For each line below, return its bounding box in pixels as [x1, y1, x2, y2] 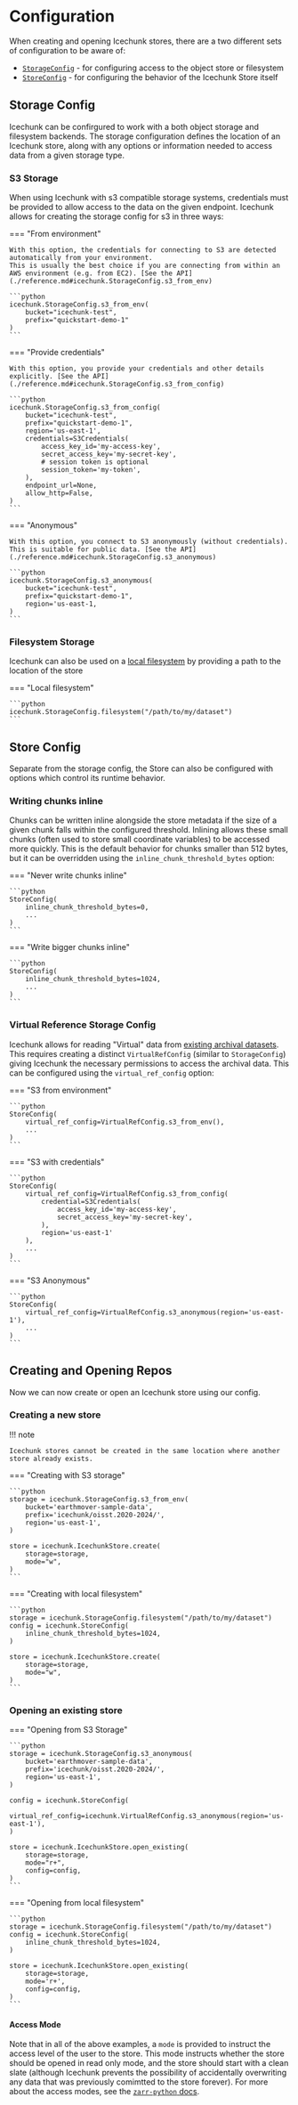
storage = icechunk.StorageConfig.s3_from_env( [9, 1494, 189, 1504]
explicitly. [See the [9, 372, 90, 381]
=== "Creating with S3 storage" [9, 1469, 126, 1480]
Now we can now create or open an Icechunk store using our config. [9, 1386, 261, 1397]
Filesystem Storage [9, 635, 95, 647]
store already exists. [9, 1454, 93, 1463]
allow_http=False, [25, 489, 93, 498]
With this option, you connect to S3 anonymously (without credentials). [9, 537, 289, 547]
